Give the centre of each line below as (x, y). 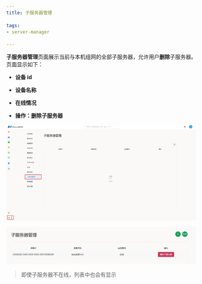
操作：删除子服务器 (39, 116)
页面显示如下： (25, 65)
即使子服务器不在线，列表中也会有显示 (68, 274)
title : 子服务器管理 (29, 13)
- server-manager (28, 32)
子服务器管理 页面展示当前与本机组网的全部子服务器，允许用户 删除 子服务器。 (101, 57)
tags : (13, 25)
